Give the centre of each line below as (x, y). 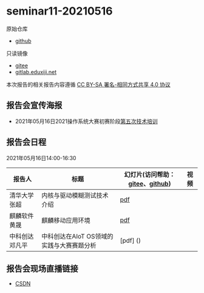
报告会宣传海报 (34, 105)
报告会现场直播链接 (42, 268)
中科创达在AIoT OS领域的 (77, 236)
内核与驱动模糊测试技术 (75, 195)
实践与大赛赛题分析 (69, 245)
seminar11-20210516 (60, 11)
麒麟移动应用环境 (66, 220)
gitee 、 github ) (150, 183)
